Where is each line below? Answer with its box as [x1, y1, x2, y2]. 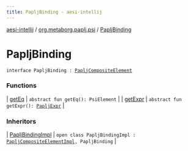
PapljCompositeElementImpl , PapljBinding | [6, 138, 117, 145]
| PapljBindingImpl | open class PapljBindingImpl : [6, 131, 136, 138]
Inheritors [6, 117, 37, 125]
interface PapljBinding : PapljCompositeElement [6, 67, 132, 73]
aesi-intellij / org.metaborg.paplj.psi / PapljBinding [6, 26, 132, 33]
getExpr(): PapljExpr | [6, 101, 65, 109]
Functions [6, 81, 37, 90]
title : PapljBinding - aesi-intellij [6, 9, 103, 15]
